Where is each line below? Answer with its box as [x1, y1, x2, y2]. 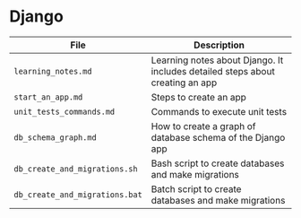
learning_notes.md [13, 65, 92, 76]
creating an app [150, 76, 218, 89]
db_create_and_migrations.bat [13, 189, 143, 199]
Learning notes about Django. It [150, 54, 284, 66]
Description [193, 39, 245, 51]
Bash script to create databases [150, 157, 285, 170]
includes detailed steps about [150, 65, 275, 77]
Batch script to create [150, 182, 242, 195]
